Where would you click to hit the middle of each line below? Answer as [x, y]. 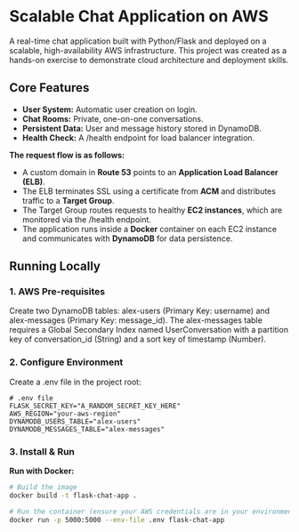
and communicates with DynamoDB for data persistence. [127, 238]
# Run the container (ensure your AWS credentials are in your [129, 512]
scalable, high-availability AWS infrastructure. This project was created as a [148, 50]
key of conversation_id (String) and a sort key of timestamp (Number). [138, 339]
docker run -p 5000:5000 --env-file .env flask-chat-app [117, 520]
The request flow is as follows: [67, 155]
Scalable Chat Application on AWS [139, 16]
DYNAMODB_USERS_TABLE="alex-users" [75, 421]
